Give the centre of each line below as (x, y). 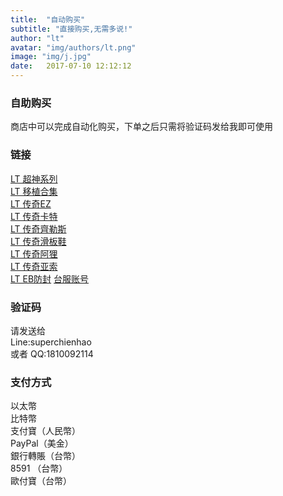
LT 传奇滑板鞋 (38, 241)
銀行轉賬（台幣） (45, 456)
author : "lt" (37, 38)
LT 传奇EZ (31, 203)
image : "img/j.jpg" (51, 57)
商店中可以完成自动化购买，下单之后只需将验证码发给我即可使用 (141, 127)
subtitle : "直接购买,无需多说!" (71, 29)
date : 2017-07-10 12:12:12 (71, 66)
